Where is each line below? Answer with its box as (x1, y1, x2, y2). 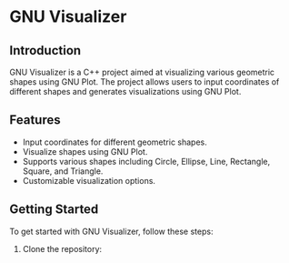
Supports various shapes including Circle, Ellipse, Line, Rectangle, (22, 156, 271, 167)
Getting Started (9, 202, 99, 217)
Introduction (9, 43, 82, 58)
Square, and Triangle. (22, 166, 104, 177)
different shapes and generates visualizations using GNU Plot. (9, 86, 242, 96)
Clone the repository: (22, 243, 103, 254)
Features (9, 112, 61, 128)
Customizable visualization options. (22, 175, 156, 186)
